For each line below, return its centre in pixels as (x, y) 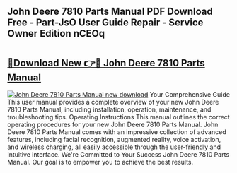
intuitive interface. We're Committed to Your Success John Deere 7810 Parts (118, 154)
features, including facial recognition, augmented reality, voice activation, (114, 139)
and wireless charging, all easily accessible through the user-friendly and (114, 147)
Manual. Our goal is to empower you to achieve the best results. (100, 162)
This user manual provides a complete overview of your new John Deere (113, 102)
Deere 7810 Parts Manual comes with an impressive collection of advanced (117, 132)
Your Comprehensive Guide (190, 94)
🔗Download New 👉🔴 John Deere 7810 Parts (106, 63)
